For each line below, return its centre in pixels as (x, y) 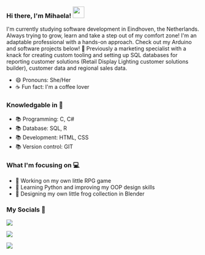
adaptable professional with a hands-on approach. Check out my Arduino (99, 42)
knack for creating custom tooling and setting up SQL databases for (92, 55)
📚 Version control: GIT (44, 147)
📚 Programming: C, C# (45, 119)
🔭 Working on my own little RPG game (63, 180)
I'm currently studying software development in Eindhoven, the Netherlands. (103, 29)
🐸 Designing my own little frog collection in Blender (80, 194)
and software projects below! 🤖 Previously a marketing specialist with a (96, 48)
